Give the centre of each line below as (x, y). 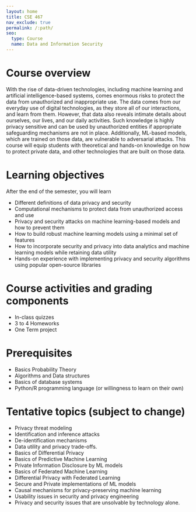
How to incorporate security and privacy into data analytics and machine (102, 246)
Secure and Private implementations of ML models (75, 484)
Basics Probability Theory (45, 369)
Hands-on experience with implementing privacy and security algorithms (102, 259)
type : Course (27, 39)
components (37, 300)
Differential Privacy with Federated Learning (67, 477)
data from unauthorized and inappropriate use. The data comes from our (93, 102)
